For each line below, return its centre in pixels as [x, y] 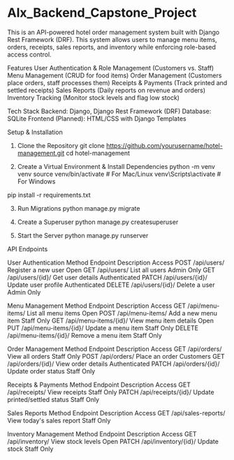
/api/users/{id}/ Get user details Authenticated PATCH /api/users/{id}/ [108, 277]
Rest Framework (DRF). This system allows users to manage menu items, [112, 39]
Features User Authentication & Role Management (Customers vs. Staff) [111, 68]
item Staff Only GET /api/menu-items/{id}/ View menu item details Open [111, 320]
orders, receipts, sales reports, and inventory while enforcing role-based [112, 47]
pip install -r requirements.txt [49, 195]
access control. [29, 54]
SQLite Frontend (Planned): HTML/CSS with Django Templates [97, 118]
